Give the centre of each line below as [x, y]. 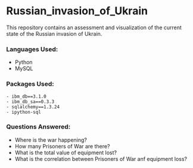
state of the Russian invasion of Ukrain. [54, 33]
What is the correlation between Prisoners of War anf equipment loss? [101, 158]
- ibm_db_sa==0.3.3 [30, 102]
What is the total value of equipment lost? [66, 153]
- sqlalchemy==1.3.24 [33, 107]
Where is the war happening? [51, 140]
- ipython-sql [24, 112]
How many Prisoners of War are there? [62, 146]
